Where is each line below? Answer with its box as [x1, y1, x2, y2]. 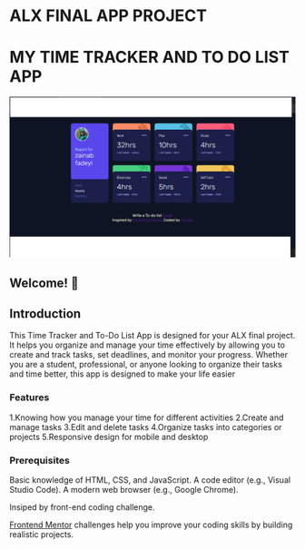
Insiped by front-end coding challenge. [9, 501, 156, 513]
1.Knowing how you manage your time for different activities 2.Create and [9, 412, 284, 423]
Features [9, 391, 50, 404]
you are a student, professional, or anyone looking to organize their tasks [9, 359, 283, 370]
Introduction [9, 306, 82, 321]
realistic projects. [9, 528, 74, 540]
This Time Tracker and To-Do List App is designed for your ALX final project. [9, 330, 296, 341]
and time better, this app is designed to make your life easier [9, 368, 236, 379]
